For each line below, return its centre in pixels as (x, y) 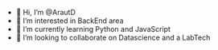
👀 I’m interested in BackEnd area (70, 21)
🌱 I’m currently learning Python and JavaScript (93, 29)
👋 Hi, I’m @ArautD (46, 12)
